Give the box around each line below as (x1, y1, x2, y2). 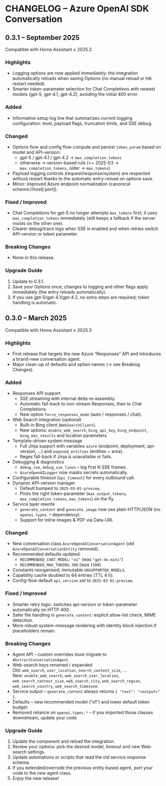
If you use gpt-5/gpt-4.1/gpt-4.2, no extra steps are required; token (12, 294, 150, 300)
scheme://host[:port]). (12, 186, 58, 192)
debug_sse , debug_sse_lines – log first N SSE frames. (19, 464, 127, 470)
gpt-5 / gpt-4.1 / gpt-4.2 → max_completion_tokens (19, 155, 122, 160)
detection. (12, 617, 33, 623)
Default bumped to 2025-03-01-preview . (19, 485, 101, 491)
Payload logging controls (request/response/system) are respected (12, 170, 150, 176)
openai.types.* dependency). (19, 512, 81, 518)
